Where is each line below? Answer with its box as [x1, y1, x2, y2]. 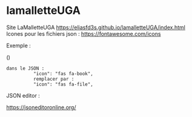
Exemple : [6, 42, 31, 49]
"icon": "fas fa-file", [33, 81, 94, 87]
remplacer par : [33, 76, 74, 82]
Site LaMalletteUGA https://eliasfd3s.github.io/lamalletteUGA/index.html [6, 24, 186, 31]
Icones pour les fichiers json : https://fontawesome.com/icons [6, 30, 161, 37]
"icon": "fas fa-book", [33, 70, 94, 76]
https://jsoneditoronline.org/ [6, 104, 76, 111]
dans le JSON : [6, 65, 45, 72]
